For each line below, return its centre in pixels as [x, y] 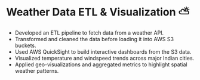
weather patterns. [37, 70]
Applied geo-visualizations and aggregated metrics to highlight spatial [101, 64]
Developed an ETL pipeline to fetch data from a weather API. [89, 33]
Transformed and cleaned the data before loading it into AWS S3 [94, 39]
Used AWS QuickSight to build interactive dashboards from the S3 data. [103, 51]
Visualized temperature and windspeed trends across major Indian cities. [104, 58]
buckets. [26, 45]
